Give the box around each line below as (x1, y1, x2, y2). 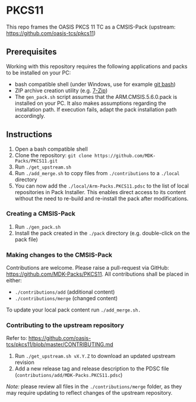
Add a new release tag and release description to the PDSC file (14, 365, 169, 372)
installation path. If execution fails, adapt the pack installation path (14, 105, 177, 113)
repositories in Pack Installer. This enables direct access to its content (14, 188, 186, 195)
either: (6, 277, 22, 284)
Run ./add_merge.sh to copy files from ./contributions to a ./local (14, 169, 180, 176)
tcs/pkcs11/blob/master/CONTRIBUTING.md (6, 341, 114, 348)
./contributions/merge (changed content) (14, 295, 118, 302)
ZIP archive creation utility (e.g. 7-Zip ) (14, 87, 108, 94)
